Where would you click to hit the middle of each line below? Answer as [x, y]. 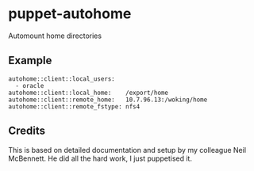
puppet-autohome [70, 14]
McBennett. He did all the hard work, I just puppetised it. [100, 158]
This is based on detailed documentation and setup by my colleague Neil [127, 150]
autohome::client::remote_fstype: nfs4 [74, 106]
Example [30, 61]
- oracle [30, 85]
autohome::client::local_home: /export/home [89, 93]
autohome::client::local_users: [62, 79]
